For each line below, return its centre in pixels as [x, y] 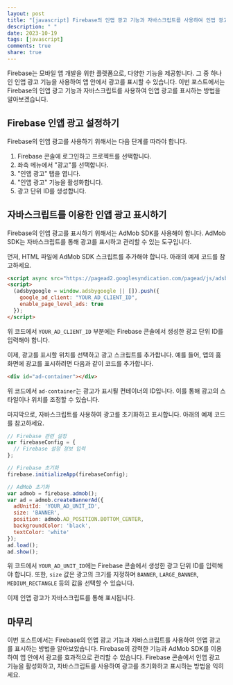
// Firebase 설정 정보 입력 [50, 449]
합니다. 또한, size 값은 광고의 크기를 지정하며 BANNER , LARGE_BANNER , [106, 574]
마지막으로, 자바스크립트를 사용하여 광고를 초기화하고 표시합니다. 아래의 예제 [110, 414]
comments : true [29, 46]
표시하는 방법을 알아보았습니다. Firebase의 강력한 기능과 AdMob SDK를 [112, 649]
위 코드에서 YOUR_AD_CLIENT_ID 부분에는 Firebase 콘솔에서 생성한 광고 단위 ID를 [115, 331]
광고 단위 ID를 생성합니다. [52, 191]
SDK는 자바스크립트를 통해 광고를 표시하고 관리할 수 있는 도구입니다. [100, 241]
